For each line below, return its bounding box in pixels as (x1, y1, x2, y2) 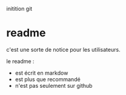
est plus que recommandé (15, 75, 81, 83)
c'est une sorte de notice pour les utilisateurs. (6, 46, 121, 53)
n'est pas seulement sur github (15, 82, 93, 89)
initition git (6, 5, 33, 12)
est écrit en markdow (15, 69, 68, 76)
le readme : (6, 57, 35, 65)
